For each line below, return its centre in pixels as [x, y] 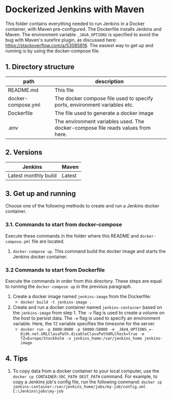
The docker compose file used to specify [104, 98]
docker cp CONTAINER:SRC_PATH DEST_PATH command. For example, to [85, 376]
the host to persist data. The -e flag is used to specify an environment [86, 318]
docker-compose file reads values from [103, 128]
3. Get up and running [40, 193]
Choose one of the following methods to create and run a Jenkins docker [82, 206]
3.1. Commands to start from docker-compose [64, 225]
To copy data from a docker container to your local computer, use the [86, 371]
